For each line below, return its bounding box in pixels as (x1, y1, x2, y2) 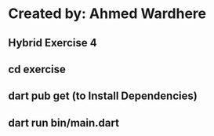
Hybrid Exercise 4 (8, 36, 97, 50)
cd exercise (8, 62, 67, 75)
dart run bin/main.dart (8, 116, 120, 130)
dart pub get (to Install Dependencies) (8, 90, 198, 103)
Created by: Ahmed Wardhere (8, 5, 206, 23)
